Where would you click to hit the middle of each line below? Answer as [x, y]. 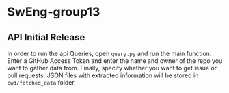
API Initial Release [46, 37]
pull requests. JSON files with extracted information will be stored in [103, 75]
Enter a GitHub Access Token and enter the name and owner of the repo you [115, 61]
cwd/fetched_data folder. [42, 82]
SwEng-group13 [54, 12]
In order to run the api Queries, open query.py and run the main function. [109, 53]
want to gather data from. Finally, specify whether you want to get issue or [112, 68]
